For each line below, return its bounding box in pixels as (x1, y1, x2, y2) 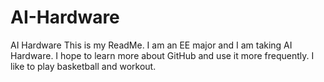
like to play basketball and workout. (10, 60, 157, 72)
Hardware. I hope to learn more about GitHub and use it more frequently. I (10, 49, 315, 61)
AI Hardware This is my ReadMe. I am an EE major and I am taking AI (10, 39, 293, 51)
